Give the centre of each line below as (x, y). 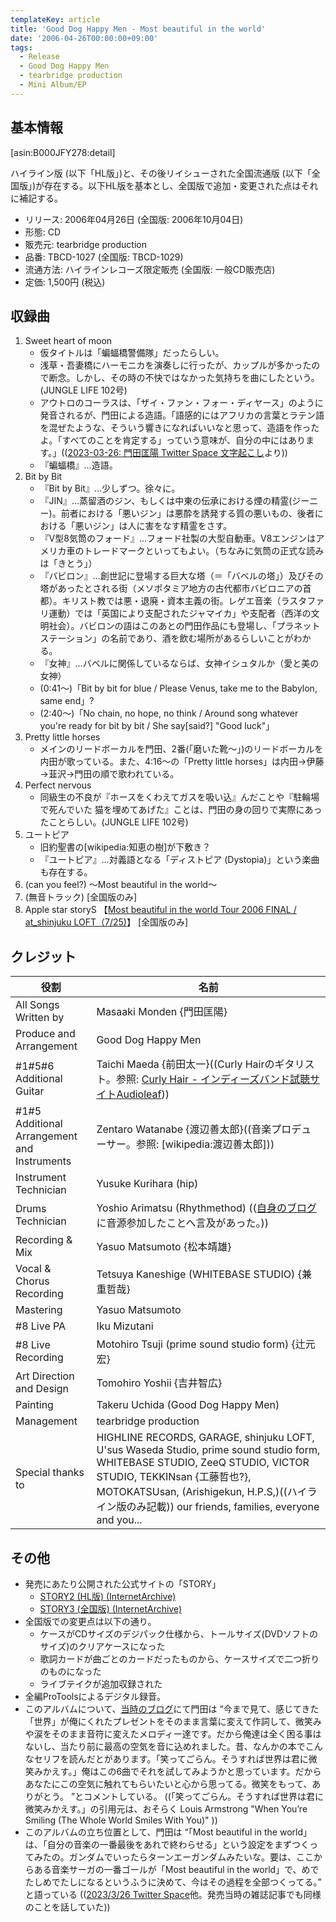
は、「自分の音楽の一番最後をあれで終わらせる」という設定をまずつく (167, 1844)
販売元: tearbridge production (85, 244)
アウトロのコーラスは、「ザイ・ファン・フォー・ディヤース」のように (181, 403)
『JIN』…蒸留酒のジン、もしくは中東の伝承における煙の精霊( (166, 501)
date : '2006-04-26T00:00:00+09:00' (84, 38)
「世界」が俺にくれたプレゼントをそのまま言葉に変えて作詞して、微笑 (168, 1721)
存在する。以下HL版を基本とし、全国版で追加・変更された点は (173, 185)
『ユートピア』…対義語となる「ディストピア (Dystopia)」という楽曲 (179, 860)
